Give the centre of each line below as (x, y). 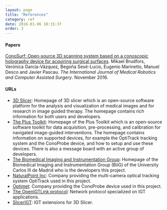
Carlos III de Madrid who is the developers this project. (69, 170)
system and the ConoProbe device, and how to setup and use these (83, 143)
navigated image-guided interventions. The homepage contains (78, 132)
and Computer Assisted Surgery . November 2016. (57, 77)
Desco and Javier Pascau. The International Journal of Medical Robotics (80, 72)
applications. (26, 197)
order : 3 (14, 29)
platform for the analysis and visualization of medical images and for (83, 106)
